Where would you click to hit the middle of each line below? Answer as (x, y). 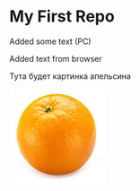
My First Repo (62, 17)
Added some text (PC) (50, 41)
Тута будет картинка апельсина (70, 76)
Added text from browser (56, 58)
